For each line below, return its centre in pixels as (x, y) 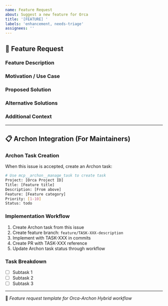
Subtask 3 (23, 283)
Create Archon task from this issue (48, 227)
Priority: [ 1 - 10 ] (23, 199)
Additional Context (28, 116)
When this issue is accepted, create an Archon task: (59, 166)
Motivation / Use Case (32, 76)
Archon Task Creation (32, 155)
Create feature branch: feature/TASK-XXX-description (68, 232)
